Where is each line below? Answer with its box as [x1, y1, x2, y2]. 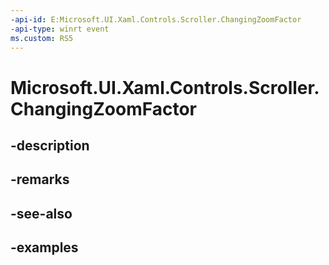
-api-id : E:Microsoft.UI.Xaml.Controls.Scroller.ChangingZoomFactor [10, 14, 302, 25]
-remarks [10, 171, 70, 188]
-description [10, 137, 90, 154]
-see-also [10, 205, 73, 222]
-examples [10, 239, 79, 256]
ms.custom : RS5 [10, 33, 74, 43]
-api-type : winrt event [10, 24, 110, 34]
